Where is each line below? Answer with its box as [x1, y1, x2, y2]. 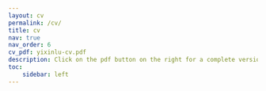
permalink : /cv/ [8, 19, 62, 27]
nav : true [8, 33, 41, 42]
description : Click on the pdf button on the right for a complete [8, 56, 236, 64]
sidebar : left [22, 70, 69, 78]
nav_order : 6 [8, 41, 51, 49]
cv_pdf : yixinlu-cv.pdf [8, 48, 87, 56]
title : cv [8, 26, 41, 34]
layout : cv [8, 11, 44, 20]
